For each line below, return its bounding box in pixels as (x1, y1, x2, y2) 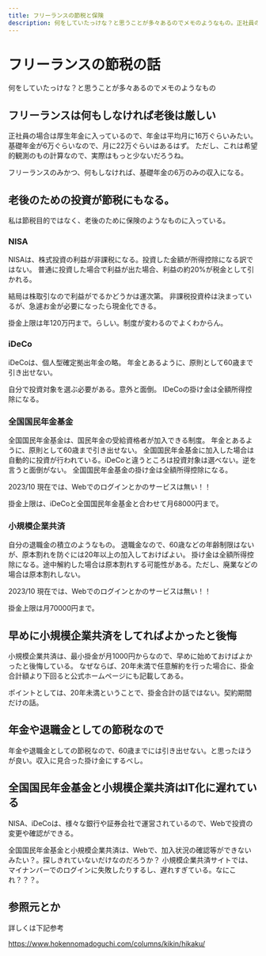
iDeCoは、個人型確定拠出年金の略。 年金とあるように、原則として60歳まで (8, 357, 253, 367)
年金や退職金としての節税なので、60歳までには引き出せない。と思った (8, 745, 239, 755)
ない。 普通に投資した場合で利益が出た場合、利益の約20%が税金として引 (14, 265, 255, 274)
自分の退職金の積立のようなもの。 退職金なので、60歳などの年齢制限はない (8, 540, 255, 550)
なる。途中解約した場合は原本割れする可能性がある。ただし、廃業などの (21, 560, 258, 569)
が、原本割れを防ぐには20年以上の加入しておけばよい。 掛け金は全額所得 (8, 550, 248, 559)
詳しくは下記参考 (8, 923, 64, 932)
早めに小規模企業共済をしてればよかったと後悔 (8, 629, 237, 642)
